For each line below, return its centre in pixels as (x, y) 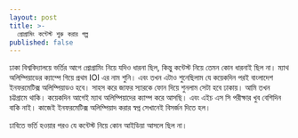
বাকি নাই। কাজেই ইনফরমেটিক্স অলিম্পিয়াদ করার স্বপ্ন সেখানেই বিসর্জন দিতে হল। (110, 108)
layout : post (33, 17)
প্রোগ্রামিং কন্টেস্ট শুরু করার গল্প (53, 34)
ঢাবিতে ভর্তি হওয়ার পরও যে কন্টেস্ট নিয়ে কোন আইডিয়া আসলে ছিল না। (98, 126)
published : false (41, 42)
